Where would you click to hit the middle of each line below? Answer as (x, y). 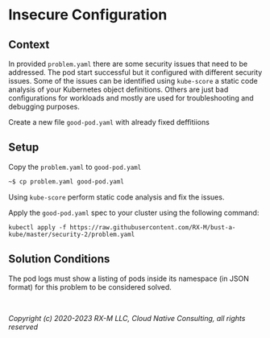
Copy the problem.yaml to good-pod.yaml (75, 167)
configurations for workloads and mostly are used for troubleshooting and (131, 98)
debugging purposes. (44, 107)
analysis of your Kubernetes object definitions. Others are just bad (118, 89)
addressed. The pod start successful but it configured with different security (135, 72)
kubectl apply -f (37, 227)
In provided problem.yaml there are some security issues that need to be (128, 64)
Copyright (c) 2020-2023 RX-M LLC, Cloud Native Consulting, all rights (127, 318)
